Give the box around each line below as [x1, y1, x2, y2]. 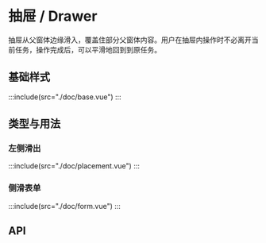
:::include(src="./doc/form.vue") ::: [8, 201, 121, 210]
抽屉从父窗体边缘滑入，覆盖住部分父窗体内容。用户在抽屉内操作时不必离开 [8, 35, 252, 44]
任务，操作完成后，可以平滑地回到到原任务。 [14, 44, 161, 54]
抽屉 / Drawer [8, 7, 98, 25]
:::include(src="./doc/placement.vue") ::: [8, 161, 141, 171]
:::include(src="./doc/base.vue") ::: [8, 92, 121, 102]
